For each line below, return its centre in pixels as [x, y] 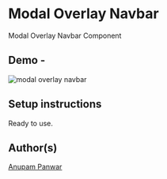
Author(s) [33, 148]
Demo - [27, 60]
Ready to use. [31, 123]
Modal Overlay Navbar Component [65, 35]
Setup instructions [55, 104]
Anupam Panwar [35, 167]
